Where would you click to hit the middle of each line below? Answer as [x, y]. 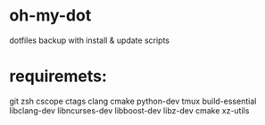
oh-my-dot [50, 16]
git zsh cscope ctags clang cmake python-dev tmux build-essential [133, 101]
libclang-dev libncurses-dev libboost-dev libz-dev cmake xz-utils [129, 110]
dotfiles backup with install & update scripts [89, 40]
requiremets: [58, 76]
